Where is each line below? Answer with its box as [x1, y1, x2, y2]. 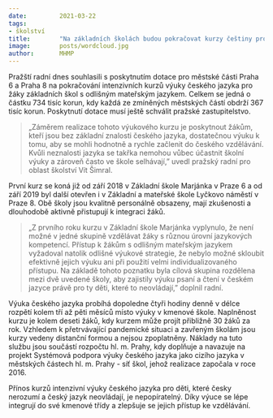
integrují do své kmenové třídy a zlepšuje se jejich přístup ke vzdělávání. [8, 401, 251, 410]
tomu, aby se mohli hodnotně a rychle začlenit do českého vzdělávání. [28, 140, 264, 149]
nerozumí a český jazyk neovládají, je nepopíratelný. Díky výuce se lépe [8, 392, 249, 402]
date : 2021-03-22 [8, 11, 96, 20]
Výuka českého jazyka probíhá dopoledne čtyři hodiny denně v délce [8, 299, 240, 308]
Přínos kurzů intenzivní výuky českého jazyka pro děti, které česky [8, 383, 232, 393]
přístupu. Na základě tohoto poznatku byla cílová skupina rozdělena [28, 265, 256, 275]
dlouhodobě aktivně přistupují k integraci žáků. [8, 207, 166, 216]
